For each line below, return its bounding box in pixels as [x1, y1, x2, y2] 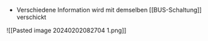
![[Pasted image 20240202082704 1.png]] [6, 27, 127, 34]
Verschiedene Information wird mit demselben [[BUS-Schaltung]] [16, 6, 202, 14]
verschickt [16, 13, 47, 21]
